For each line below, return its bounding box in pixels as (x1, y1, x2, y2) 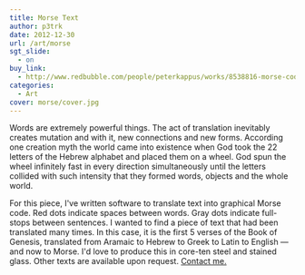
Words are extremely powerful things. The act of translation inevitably (9, 123, 271, 133)
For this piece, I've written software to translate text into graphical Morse (9, 198, 281, 209)
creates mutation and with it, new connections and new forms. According (9, 133, 284, 143)
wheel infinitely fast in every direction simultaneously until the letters (9, 161, 266, 172)
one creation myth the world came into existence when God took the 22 (9, 142, 278, 152)
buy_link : (9, 64, 47, 74)
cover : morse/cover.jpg (9, 97, 100, 107)
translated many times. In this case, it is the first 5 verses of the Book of (9, 227, 278, 238)
